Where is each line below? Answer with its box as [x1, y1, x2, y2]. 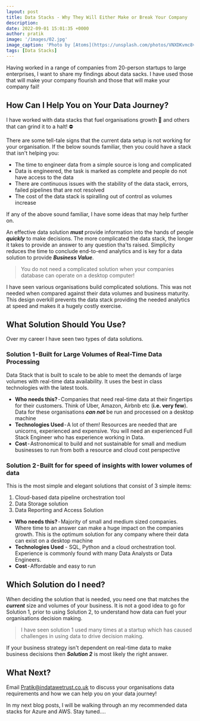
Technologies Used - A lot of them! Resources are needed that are [14, 421, 177, 428]
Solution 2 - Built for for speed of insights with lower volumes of [6, 461, 193, 469]
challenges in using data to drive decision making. [20, 632, 144, 639]
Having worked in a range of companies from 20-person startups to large [6, 64, 186, 71]
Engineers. [14, 556, 42, 563]
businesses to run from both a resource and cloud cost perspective [14, 446, 180, 454]
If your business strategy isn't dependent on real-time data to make [6, 644, 171, 651]
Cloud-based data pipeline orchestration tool [14, 494, 125, 501]
